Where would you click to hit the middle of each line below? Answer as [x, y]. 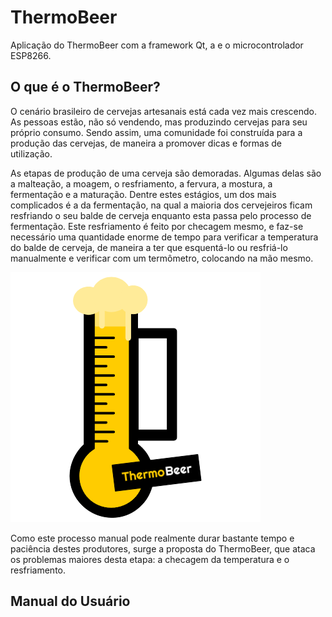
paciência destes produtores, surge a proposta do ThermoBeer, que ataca [163, 548]
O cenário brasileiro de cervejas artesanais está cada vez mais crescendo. [164, 111]
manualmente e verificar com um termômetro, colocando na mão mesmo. [162, 258]
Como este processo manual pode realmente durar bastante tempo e [152, 538]
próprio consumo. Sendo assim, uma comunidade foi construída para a [156, 132]
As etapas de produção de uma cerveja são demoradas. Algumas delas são [166, 173]
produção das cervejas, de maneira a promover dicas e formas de [146, 143]
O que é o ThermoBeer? [85, 87]
